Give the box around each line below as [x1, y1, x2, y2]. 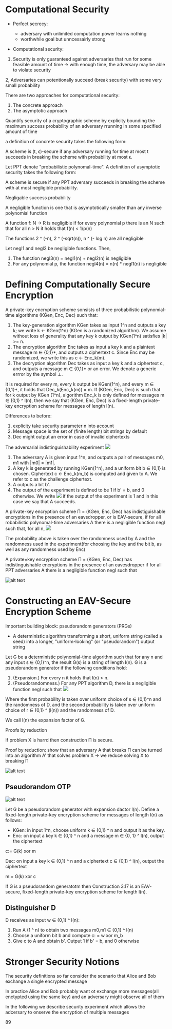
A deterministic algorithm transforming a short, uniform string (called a [12, 633, 162, 639]
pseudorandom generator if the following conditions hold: [5, 664, 127, 671]
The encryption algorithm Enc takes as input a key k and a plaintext [12, 344, 155, 350]
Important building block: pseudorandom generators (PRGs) [5, 623, 132, 629]
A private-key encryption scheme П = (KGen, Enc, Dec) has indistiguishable [5, 508, 166, 514]
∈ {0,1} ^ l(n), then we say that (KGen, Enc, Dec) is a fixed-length [5, 397, 142, 404]
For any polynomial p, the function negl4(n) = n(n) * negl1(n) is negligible [12, 260, 167, 266]
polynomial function [5, 209, 48, 216]
